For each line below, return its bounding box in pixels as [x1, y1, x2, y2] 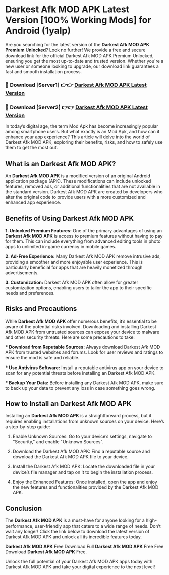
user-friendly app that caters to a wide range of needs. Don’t [34, 523, 161, 529]
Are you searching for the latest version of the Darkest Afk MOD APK [5, 41, 150, 47]
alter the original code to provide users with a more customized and [5, 194, 146, 200]
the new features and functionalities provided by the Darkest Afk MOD [12, 484, 159, 490]
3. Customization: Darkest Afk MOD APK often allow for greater [5, 279, 139, 285]
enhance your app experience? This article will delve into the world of [5, 134, 150, 140]
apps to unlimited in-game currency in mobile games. [5, 243, 116, 249]
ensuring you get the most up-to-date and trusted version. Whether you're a [5, 58, 164, 64]
